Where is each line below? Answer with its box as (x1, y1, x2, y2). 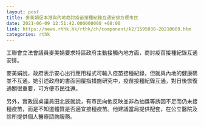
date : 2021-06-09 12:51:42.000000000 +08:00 (6, 20, 121, 26)
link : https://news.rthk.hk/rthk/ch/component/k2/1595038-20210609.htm (6, 26, 191, 32)
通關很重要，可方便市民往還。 (6, 85, 81, 92)
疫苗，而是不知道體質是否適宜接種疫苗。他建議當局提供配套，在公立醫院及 (11, 105, 198, 113)
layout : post (6, 9, 39, 15)
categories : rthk (6, 32, 50, 38)
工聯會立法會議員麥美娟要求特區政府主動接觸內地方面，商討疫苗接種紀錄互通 (6, 49, 198, 57)
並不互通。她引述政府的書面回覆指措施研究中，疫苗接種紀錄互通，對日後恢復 (6, 77, 198, 85)
